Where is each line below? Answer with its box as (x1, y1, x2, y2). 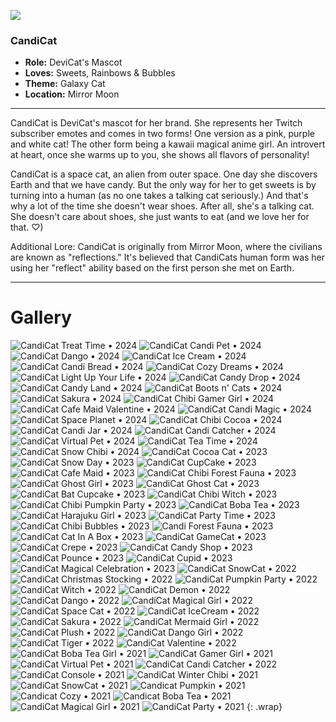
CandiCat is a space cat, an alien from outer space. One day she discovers (10, 168, 318, 180)
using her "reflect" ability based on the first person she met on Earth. (10, 262, 295, 274)
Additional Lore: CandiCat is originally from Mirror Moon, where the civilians (10, 241, 323, 253)
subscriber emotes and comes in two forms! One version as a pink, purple (10, 128, 315, 140)
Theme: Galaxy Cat (24, 78, 106, 90)
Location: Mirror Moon (24, 88, 120, 100)
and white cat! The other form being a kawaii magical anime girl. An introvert (10, 138, 326, 150)
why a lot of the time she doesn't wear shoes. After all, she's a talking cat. (10, 200, 315, 212)
